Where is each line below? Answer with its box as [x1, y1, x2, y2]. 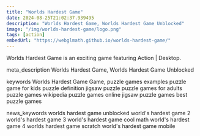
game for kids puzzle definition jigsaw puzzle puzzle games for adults [6, 85, 182, 92]
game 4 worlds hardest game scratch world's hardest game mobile [6, 123, 176, 129]
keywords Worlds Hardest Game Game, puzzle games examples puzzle [6, 78, 187, 85]
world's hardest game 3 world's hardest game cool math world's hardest [6, 116, 190, 123]
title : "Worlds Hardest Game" [6, 9, 84, 15]
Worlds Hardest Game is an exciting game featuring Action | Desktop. [6, 55, 182, 61]
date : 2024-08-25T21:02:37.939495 [6, 15, 95, 21]
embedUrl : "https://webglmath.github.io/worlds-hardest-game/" [6, 37, 171, 43]
